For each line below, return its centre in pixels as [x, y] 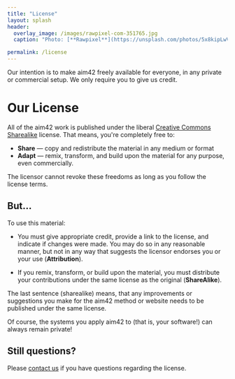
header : [19, 27]
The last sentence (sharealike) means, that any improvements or [100, 293]
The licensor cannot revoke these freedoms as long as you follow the [107, 176]
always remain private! [40, 329]
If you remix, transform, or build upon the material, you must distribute [119, 272]
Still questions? [42, 351]
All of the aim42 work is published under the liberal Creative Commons [109, 127]
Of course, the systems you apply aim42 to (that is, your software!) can [110, 322]
